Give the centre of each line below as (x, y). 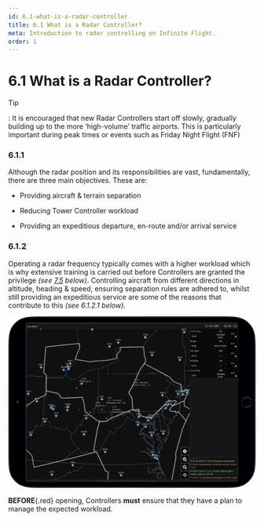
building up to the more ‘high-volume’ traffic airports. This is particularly (125, 126)
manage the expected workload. (60, 508)
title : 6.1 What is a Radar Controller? (75, 25)
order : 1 (22, 42)
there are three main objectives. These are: (78, 180)
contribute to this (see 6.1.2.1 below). (67, 305)
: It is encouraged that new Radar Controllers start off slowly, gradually (123, 118)
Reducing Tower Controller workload (79, 211)
